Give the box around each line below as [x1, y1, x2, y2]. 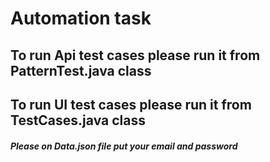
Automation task [10, 7, 152, 30]
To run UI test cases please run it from [10, 96, 252, 113]
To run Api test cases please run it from [10, 47, 261, 64]
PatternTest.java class [10, 62, 152, 79]
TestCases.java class [10, 112, 146, 129]
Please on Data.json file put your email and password [10, 140, 238, 152]
